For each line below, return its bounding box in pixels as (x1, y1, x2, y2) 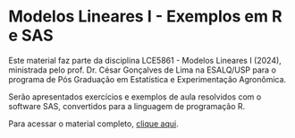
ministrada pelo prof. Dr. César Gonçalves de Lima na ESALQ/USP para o (8, 65, 276, 75)
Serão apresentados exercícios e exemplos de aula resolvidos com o (8, 91, 262, 102)
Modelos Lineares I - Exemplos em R (8, 6, 282, 27)
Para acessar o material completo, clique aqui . (8, 118, 180, 129)
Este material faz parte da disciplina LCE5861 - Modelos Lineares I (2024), (8, 55, 282, 65)
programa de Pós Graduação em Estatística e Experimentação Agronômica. (8, 73, 287, 84)
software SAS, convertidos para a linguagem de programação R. (8, 100, 246, 111)
